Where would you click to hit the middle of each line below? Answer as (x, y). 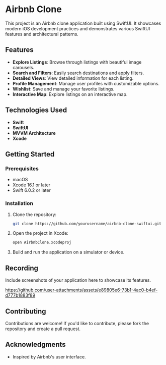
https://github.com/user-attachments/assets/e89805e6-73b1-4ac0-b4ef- (81, 290)
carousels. (23, 67)
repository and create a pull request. (43, 329)
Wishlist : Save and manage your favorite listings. (63, 89)
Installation (19, 203)
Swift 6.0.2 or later (32, 190)
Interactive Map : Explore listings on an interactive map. (70, 94)
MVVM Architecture (34, 133)
